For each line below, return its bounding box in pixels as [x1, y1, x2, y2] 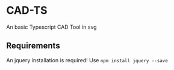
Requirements [6, 41, 60, 51]
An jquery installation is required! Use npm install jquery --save [6, 56, 169, 63]
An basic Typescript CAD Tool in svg [6, 23, 98, 31]
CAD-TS [6, 4, 48, 17]
